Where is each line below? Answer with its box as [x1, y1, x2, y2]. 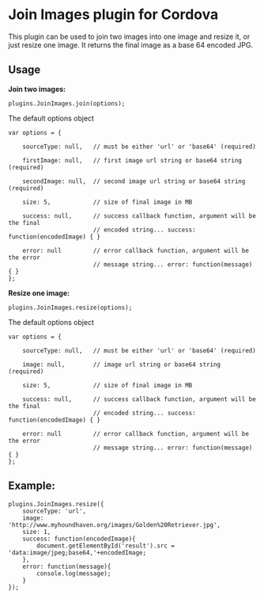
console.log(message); [36, 569, 111, 578]
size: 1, [22, 528, 51, 536]
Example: [8, 479, 55, 493]
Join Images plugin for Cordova [8, 6, 219, 24]
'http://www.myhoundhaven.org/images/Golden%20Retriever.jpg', [8, 521, 221, 528]
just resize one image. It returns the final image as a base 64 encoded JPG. [8, 40, 254, 49]
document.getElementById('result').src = [36, 541, 175, 550]
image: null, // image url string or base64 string [22, 361, 221, 368]
